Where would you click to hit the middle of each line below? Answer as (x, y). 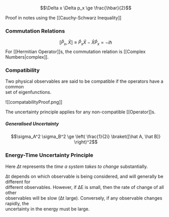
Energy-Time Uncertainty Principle (49, 155)
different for (18, 182)
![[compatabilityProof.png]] (34, 102)
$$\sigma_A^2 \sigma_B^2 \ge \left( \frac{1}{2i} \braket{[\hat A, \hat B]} (86, 137)
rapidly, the (17, 203)
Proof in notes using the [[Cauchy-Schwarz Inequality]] (63, 18)
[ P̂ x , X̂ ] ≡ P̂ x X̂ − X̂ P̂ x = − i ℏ (86, 43)
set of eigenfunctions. (28, 92)
